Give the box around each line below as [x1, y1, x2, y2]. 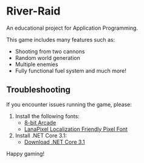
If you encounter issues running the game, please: [6, 101, 132, 108]
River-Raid [6, 4, 61, 18]
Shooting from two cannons [15, 47, 85, 55]
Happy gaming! [6, 150, 44, 157]
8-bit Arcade [24, 119, 57, 126]
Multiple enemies [15, 61, 59, 68]
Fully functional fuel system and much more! [15, 67, 126, 74]
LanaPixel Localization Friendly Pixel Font [24, 125, 128, 133]
